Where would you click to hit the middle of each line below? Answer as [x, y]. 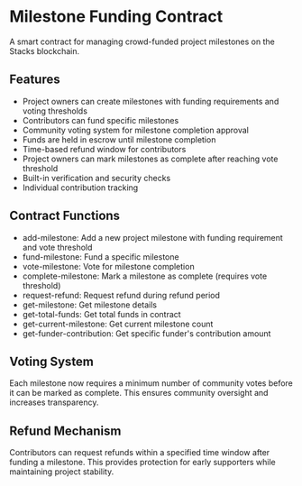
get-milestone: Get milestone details [90, 305]
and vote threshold [57, 247]
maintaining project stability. [62, 472]
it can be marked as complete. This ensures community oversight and [139, 393]
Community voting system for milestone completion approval [136, 130]
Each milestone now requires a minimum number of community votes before [151, 383]
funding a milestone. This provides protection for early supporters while [143, 463]
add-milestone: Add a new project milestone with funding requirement [153, 237]
